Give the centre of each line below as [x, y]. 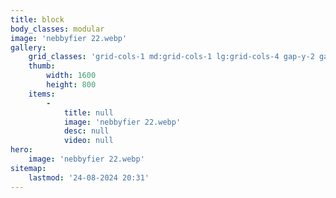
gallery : [28, 47]
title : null [88, 112]
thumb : [42, 66]
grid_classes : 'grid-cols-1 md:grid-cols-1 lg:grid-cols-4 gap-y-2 [171, 57]
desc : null [86, 131]
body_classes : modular [57, 29]
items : [42, 94]
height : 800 [71, 85]
